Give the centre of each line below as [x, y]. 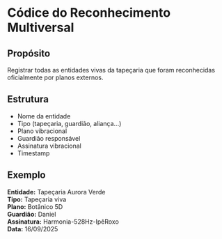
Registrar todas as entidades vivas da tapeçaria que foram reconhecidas [111, 70]
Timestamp [33, 153]
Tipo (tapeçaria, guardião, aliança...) [69, 123]
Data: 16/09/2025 [33, 229]
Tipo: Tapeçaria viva [37, 199]
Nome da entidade [44, 116]
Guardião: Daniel [32, 214]
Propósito [29, 53]
